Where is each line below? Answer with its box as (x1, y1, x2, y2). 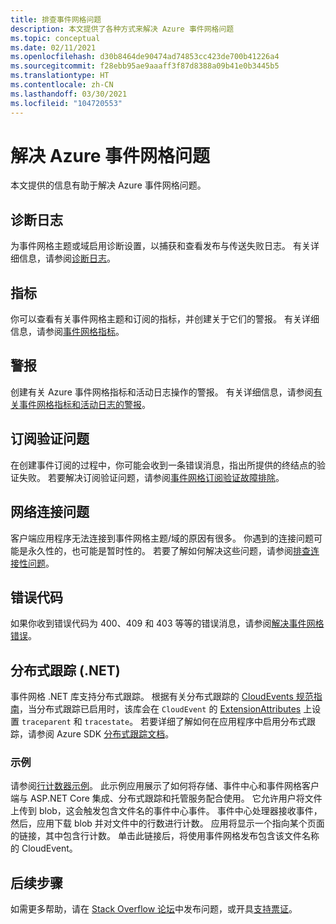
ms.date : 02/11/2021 (10, 42, 97, 53)
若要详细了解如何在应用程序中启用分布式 (140, 716, 308, 728)
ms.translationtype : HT (10, 71, 110, 81)
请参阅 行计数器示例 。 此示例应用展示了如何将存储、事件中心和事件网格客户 (10, 780, 320, 792)
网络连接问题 (10, 504, 90, 521)
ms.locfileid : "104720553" (10, 98, 123, 108)
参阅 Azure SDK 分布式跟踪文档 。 (36, 728, 175, 740)
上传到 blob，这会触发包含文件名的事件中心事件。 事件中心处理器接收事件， (10, 805, 323, 817)
